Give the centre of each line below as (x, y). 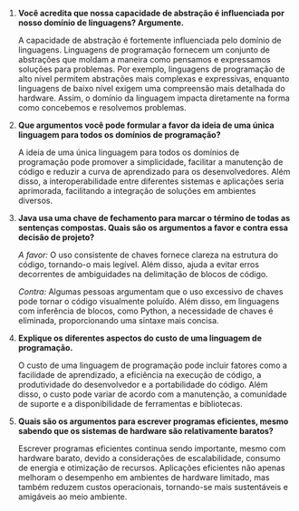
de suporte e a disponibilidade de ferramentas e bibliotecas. (130, 404)
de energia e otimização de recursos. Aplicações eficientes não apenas (151, 468)
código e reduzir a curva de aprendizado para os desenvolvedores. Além (154, 172)
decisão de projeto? (56, 237)
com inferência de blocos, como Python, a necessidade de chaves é (145, 311)
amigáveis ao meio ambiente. (72, 497)
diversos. (35, 200)
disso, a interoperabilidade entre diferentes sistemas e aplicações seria (151, 181)
